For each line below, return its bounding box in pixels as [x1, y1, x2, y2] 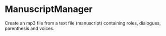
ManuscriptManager [5, 3, 93, 15]
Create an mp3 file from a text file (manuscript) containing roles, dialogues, [5, 20, 161, 26]
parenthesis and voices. [5, 25, 54, 31]
